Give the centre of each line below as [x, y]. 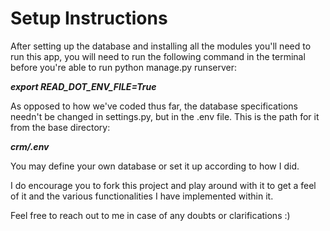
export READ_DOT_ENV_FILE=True [83, 86]
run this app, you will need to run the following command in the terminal [158, 56]
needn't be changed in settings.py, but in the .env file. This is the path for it [165, 116]
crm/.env [30, 146]
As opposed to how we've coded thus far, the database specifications [154, 106]
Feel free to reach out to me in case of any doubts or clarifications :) [150, 215]
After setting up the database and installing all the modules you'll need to [161, 46]
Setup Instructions [89, 18]
